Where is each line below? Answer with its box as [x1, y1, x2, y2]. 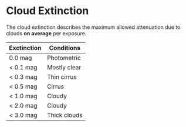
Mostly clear [46, 63, 82, 71]
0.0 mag [9, 54, 32, 62]
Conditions [49, 44, 81, 52]
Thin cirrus [46, 72, 77, 81]
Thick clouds [46, 111, 83, 119]
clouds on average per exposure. [6, 29, 87, 36]
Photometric [46, 54, 81, 62]
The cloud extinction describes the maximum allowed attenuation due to [6, 24, 181, 31]
